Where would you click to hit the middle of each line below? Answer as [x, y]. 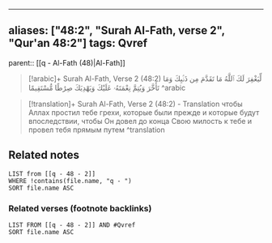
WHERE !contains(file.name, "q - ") [70, 181]
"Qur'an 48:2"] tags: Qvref [78, 43]
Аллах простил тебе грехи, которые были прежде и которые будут [144, 112]
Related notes [44, 155]
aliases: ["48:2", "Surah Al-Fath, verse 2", [117, 30]
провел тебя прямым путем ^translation [97, 130]
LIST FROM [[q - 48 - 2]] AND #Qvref [72, 225]
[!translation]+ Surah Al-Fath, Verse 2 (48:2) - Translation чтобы [135, 104]
